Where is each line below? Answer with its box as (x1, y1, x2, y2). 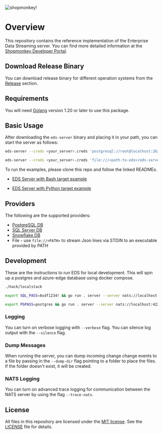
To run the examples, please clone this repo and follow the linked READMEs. (5, 167, 158, 172)
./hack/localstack (5, 284, 42, 289)
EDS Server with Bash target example (12, 176, 87, 182)
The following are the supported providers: (5, 212, 91, 218)
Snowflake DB (12, 232, 40, 238)
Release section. (5, 80, 38, 86)
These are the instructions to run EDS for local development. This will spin (5, 269, 153, 275)
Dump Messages (5, 341, 46, 348)
